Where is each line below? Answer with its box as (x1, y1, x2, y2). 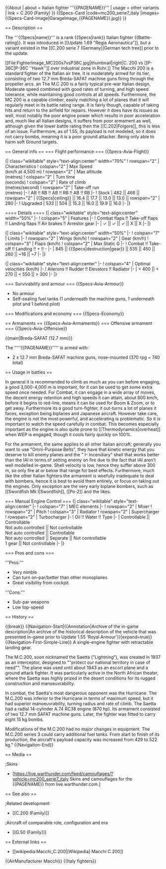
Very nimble (12, 569, 37, 575)
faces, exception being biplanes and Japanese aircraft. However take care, (5, 411, 158, 416)
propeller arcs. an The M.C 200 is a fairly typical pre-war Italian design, (5, 81, 151, 87)
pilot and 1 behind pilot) (12, 301, 60, 307)
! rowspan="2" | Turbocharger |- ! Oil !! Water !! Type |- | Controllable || (5, 514, 150, 520)
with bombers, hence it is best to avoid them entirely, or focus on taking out (5, 478, 160, 484)
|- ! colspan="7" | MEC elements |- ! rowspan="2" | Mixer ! (32, 503, 152, 509)
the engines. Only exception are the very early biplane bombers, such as (5, 484, 154, 489)
